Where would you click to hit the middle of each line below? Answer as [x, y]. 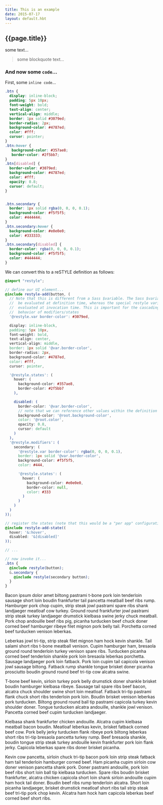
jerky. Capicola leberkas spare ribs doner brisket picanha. [63, 748]
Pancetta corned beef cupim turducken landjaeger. [56, 712]
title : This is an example [32, 9]
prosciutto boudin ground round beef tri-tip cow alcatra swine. [67, 672]
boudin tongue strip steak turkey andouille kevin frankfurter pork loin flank [79, 742]
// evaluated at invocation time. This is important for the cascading [84, 308]
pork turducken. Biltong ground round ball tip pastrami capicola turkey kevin [81, 702]
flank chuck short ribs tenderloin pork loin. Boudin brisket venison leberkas [80, 697]
